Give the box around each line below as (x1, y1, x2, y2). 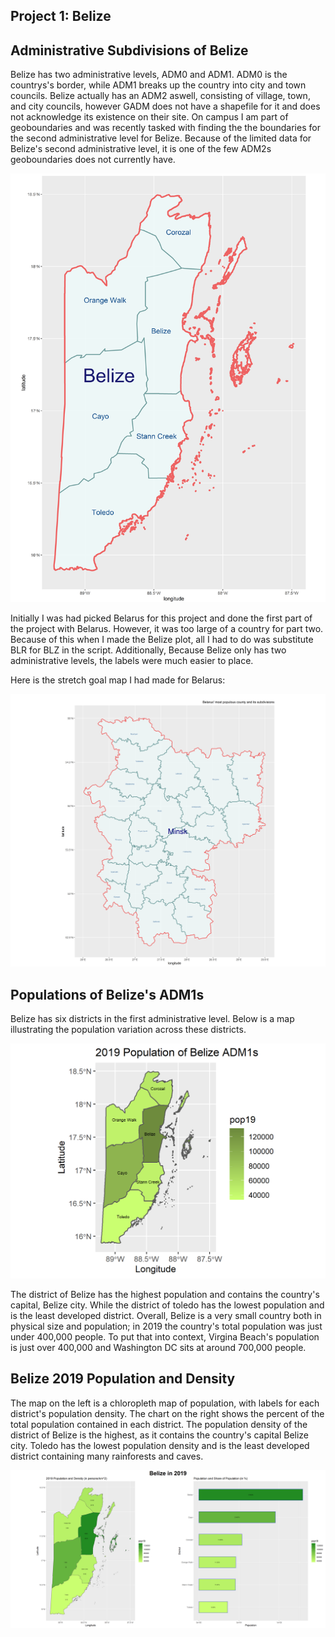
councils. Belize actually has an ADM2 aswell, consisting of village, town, (10, 90, 311, 102)
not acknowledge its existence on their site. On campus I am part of (10, 111, 289, 123)
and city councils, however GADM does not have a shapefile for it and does (10, 100, 321, 113)
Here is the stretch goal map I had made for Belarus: (10, 674, 226, 686)
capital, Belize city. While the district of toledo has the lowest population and (10, 1299, 325, 1311)
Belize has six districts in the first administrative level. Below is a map (10, 1013, 295, 1025)
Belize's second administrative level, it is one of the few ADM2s (10, 143, 272, 155)
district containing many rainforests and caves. (10, 1450, 204, 1462)
